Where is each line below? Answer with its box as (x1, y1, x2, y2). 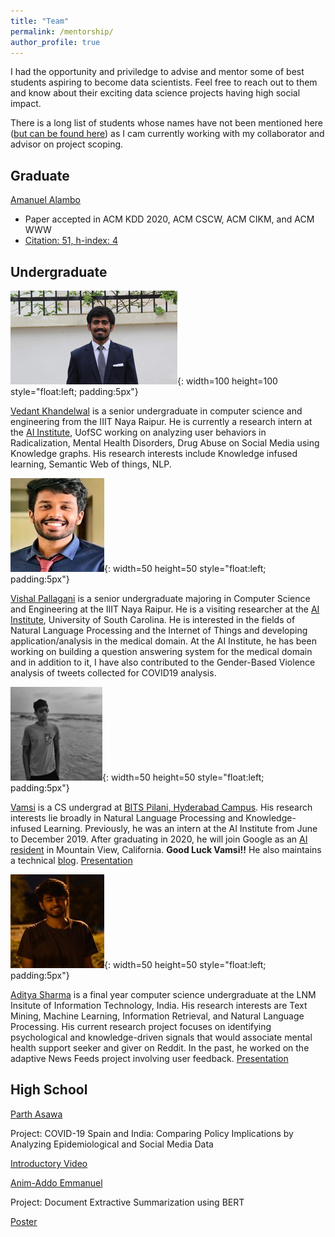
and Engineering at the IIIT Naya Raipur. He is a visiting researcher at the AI (10, 603, 320, 615)
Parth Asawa (10, 1108, 63, 1120)
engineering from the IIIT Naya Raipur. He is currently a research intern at (10, 416, 313, 427)
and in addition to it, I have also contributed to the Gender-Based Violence (10, 656, 316, 668)
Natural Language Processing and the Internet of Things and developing (10, 625, 308, 636)
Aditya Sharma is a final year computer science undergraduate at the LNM (10, 989, 317, 1000)
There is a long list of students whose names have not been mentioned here (10, 117, 324, 129)
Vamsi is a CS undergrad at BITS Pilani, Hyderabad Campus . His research (10, 801, 313, 813)
